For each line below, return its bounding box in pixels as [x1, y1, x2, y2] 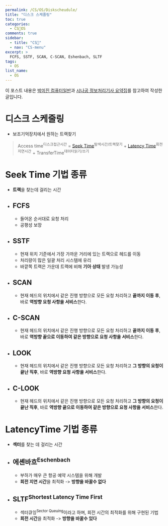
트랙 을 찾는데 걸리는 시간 [12, 187, 61, 193]
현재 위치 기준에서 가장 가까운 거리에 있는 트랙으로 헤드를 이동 [20, 250, 141, 257]
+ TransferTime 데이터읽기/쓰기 [32, 149, 90, 156]
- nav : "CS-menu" [10, 45, 46, 50]
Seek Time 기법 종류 [5, 169, 87, 180]
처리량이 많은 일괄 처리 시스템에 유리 [20, 257, 92, 263]
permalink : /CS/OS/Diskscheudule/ [5, 7, 78, 13]
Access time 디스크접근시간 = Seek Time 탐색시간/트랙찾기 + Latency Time [17, 142, 156, 149]
